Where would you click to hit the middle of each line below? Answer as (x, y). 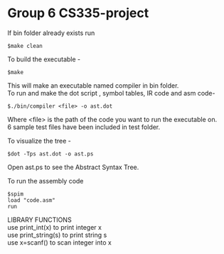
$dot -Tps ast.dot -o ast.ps (50, 154)
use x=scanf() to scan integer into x (59, 242)
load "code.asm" (31, 200)
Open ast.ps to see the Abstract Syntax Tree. (73, 167)
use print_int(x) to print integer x (54, 227)
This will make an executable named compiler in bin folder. (93, 85)
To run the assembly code (46, 181)
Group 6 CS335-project (78, 13)
